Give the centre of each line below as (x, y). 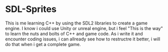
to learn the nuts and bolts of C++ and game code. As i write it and (74, 33)
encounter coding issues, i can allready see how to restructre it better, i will (83, 39)
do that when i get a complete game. (43, 44)
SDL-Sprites (31, 9)
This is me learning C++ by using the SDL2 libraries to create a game (76, 23)
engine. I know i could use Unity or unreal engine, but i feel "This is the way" (84, 28)
